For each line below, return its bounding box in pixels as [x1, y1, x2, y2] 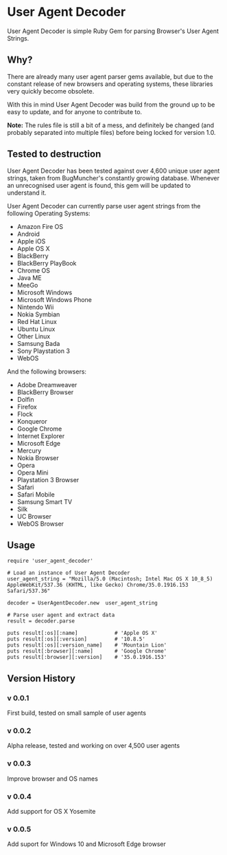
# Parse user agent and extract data [7, 612, 115, 619]
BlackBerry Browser [16, 388, 74, 396]
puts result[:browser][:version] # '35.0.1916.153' [7, 654, 167, 661]
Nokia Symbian [16, 310, 60, 318]
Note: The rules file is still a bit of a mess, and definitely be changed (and [7, 121, 215, 129]
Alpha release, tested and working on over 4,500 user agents [7, 742, 180, 750]
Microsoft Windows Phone [16, 295, 93, 303]
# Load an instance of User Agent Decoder [7, 570, 130, 576]
